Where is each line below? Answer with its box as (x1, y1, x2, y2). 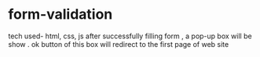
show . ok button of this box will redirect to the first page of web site (8, 39, 229, 48)
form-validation (8, 5, 113, 23)
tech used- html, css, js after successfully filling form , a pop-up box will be (8, 31, 253, 41)
